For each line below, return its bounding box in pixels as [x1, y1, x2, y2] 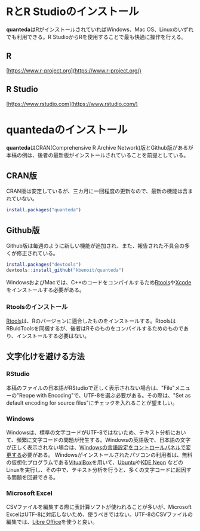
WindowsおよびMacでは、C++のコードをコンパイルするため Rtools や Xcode [6, 278, 192, 286]
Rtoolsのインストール [6, 302, 68, 311]
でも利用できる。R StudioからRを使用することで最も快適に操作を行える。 [6, 33, 187, 40]
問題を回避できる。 [11, 474, 59, 481]
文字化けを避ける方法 [6, 351, 85, 362]
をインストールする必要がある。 [6, 286, 85, 293]
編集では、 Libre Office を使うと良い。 [6, 518, 99, 526]
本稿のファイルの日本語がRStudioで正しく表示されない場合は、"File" [6, 384, 175, 392]
